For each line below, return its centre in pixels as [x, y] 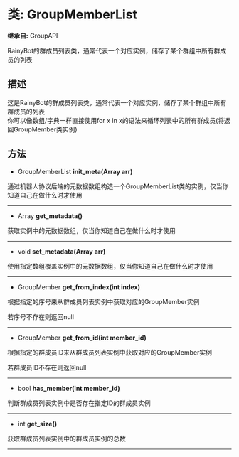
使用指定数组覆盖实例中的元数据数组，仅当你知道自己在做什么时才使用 [110, 266]
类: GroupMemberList [72, 15]
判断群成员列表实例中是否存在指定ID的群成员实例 [79, 403]
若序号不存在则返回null [41, 316]
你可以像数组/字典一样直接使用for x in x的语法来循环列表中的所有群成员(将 [116, 120]
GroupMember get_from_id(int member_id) [82, 338]
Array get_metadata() [50, 216]
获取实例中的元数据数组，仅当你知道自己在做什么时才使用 [91, 230]
